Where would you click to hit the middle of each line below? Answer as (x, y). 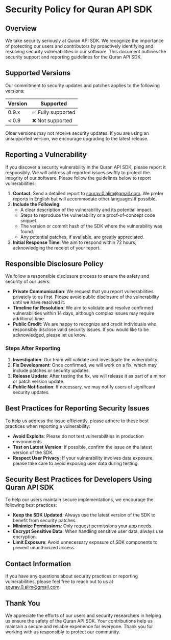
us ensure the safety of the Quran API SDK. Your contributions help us (79, 621)
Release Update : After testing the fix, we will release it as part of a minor (89, 376)
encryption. (25, 537)
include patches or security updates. (51, 370)
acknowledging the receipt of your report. (57, 247)
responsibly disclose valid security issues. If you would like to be (81, 329)
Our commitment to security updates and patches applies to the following (82, 85)
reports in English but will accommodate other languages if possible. (85, 199)
